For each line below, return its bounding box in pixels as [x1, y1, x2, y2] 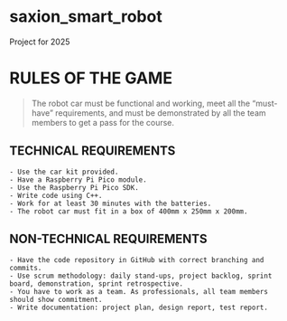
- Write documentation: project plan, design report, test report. [9, 303, 269, 312]
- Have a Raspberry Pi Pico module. [9, 175, 147, 184]
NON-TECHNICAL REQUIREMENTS [9, 231, 208, 247]
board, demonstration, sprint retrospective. [9, 279, 183, 288]
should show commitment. [9, 295, 103, 304]
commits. [9, 263, 42, 272]
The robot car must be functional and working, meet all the [31, 98, 251, 109]
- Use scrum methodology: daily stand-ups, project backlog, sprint [9, 271, 273, 280]
